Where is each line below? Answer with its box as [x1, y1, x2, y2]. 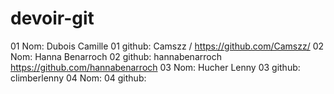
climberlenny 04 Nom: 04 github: [10, 72, 147, 84]
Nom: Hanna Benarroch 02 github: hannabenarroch [10, 50, 222, 62]
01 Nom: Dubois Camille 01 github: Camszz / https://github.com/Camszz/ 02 [10, 40, 325, 52]
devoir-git [10, 7, 95, 30]
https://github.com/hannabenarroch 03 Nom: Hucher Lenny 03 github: [10, 61, 301, 73]
